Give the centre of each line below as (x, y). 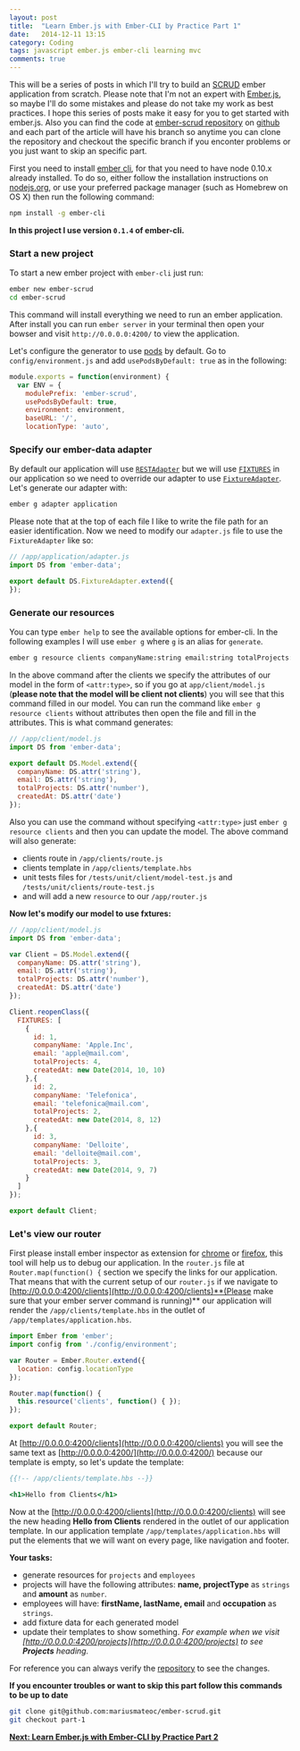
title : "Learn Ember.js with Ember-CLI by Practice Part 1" (125, 26)
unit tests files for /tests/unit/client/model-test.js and (127, 877)
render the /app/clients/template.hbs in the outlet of (107, 1310)
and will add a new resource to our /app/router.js (115, 896)
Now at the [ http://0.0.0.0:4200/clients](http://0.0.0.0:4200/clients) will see (147, 1511)
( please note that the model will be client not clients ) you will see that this (147, 694)
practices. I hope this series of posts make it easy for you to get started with (149, 113)
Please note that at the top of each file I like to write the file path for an (139, 522)
